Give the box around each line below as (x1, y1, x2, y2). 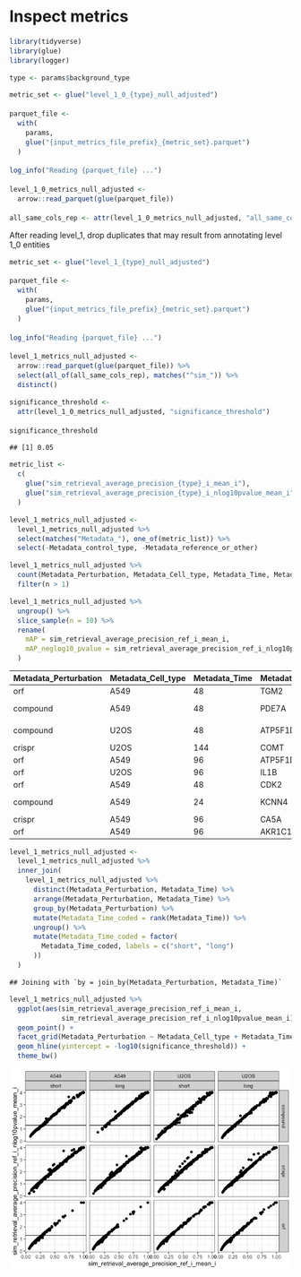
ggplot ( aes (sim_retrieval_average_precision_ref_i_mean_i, (17, 1004, 243, 1014)
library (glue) (9, 47, 63, 56)
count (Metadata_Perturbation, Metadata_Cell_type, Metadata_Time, (17, 571, 271, 580)
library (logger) (9, 56, 70, 65)
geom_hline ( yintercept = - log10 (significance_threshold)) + (17, 1042, 246, 1051)
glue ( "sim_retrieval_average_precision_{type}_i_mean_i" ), (25, 479, 251, 488)
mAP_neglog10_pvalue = (25, 644, 110, 653)
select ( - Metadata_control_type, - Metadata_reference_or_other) (17, 544, 258, 553)
